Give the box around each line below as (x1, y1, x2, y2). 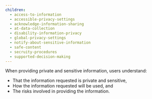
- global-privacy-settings (10, 36, 66, 41)
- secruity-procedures (10, 49, 57, 54)
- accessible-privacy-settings (10, 17, 75, 22)
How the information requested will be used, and (12, 83, 113, 89)
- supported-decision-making (10, 54, 71, 59)
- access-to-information (10, 12, 62, 17)
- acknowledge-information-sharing (10, 21, 84, 27)
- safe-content (10, 45, 42, 50)
